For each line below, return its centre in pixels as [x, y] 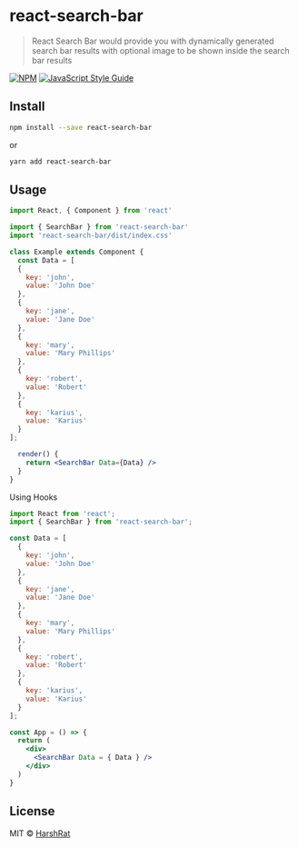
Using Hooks [34, 497]
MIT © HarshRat [40, 833]
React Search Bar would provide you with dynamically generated [153, 41]
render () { [38, 454]
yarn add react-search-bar [60, 161]
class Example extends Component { [77, 252]
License [32, 811]
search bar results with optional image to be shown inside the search [161, 50]
